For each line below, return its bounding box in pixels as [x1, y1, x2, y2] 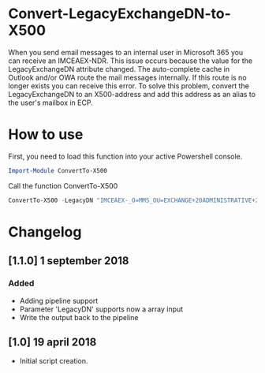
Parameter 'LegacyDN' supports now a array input [19, 304, 184, 314]
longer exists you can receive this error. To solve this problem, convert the [8, 80, 250, 91]
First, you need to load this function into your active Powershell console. [8, 151, 243, 161]
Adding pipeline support [19, 296, 99, 305]
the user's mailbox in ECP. [8, 98, 93, 107]
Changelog [8, 222, 82, 241]
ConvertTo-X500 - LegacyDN [8, 196, 93, 204]
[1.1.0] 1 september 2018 [8, 254, 129, 268]
